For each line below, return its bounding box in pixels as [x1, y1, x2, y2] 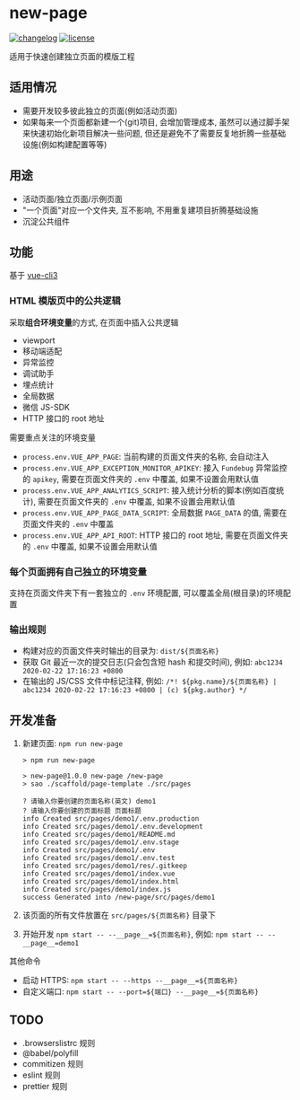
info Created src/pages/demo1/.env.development [21, 823, 203, 832]
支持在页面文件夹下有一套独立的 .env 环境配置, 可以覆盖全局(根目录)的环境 [9, 587, 284, 598]
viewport [21, 335, 56, 346]
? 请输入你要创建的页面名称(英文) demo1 [21, 797, 157, 806]
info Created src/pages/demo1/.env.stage [21, 838, 179, 847]
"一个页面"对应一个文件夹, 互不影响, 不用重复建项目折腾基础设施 [21, 205, 259, 216]
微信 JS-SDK [21, 401, 70, 412]
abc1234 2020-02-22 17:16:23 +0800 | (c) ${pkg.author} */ [21, 686, 248, 695]
